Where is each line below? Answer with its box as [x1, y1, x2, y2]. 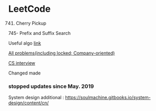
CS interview [8, 60, 35, 66]
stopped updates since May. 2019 [8, 83, 94, 90]
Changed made [8, 70, 41, 76]
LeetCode [8, 3, 51, 15]
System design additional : [8, 95, 64, 101]
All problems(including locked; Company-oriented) [8, 50, 115, 56]
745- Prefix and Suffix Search [8, 30, 71, 36]
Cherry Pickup [15, 20, 47, 26]
